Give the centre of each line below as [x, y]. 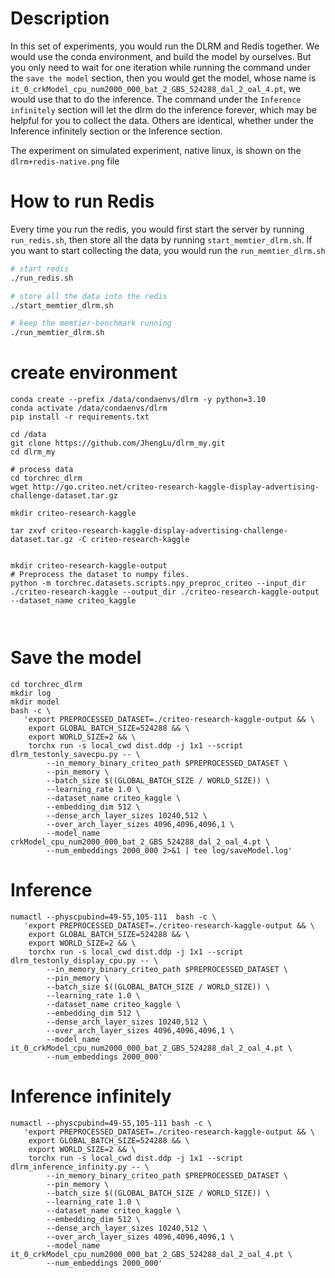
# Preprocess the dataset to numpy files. [100, 575]
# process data [42, 470]
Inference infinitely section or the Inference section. [116, 131]
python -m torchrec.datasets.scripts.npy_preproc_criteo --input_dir [158, 583]
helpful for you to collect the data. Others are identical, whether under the [162, 120]
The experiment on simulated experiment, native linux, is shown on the [156, 150]
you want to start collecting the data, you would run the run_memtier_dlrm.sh [168, 250]
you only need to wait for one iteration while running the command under [161, 67]
